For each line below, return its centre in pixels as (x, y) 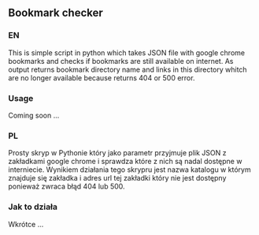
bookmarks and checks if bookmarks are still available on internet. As (121, 61)
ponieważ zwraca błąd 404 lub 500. (67, 187)
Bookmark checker (56, 13)
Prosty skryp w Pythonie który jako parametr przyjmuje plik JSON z (117, 153)
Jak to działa (33, 207)
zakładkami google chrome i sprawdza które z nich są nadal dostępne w (125, 162)
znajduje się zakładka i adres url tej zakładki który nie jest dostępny (117, 178)
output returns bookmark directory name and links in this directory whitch (128, 69)
